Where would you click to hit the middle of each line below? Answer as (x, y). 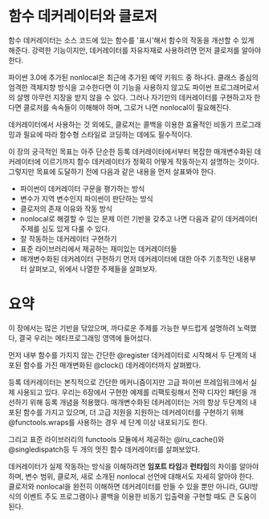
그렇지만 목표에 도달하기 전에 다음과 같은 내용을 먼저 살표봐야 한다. (112, 171)
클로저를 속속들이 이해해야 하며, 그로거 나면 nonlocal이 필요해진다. (127, 107)
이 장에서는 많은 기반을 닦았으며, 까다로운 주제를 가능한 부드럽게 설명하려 (122, 328)
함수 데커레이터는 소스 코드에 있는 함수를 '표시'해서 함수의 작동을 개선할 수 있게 (131, 40)
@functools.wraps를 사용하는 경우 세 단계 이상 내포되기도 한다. (108, 422)
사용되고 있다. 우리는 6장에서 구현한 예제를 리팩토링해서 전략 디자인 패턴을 (132, 392)
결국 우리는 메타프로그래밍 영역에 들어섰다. (86, 338)
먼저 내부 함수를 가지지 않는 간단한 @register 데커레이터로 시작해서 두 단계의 (128, 355)
